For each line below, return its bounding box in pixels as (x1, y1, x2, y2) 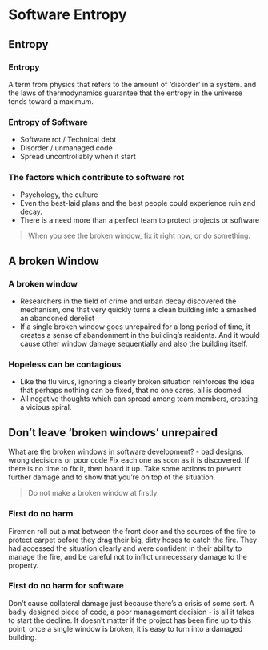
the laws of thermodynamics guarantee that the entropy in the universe (8, 88, 242, 98)
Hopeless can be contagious (8, 359, 122, 370)
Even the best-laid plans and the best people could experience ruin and (19, 199, 256, 208)
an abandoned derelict (19, 314, 94, 323)
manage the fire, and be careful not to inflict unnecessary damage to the (8, 552, 248, 561)
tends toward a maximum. (8, 96, 94, 106)
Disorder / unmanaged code (19, 143, 114, 153)
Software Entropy (8, 6, 127, 24)
